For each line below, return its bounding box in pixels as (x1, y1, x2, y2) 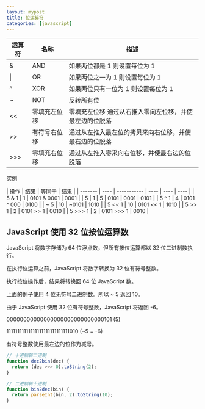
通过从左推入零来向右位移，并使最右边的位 (68, 149, 191, 157)
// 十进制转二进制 (6, 352, 47, 359)
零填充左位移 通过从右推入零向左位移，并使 (68, 107, 193, 116)
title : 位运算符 (6, 15, 44, 21)
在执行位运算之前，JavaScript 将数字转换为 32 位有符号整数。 (6, 265, 162, 272)
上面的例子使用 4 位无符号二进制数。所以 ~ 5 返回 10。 (6, 291, 143, 298)
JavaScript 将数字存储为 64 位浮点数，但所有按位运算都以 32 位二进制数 (6, 244, 188, 252)
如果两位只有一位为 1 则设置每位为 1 (68, 85, 174, 93)
